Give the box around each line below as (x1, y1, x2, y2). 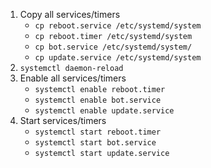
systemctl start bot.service (34, 138, 157, 148)
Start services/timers (19, 115, 107, 126)
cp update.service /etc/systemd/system (34, 53, 202, 63)
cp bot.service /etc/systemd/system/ (34, 42, 193, 52)
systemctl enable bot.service (34, 95, 162, 105)
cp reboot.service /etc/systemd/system (34, 21, 202, 31)
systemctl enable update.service (34, 106, 175, 116)
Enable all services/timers (19, 72, 127, 84)
